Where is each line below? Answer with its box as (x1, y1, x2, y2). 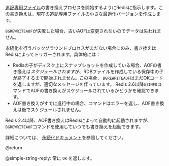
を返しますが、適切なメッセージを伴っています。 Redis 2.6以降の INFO (12, 81, 157, 87)
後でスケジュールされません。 (21, 107, 84, 113)
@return (5, 145, 23, 151)
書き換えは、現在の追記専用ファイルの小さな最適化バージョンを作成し (9, 11, 156, 17)
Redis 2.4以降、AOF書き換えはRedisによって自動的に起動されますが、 (5, 117, 152, 123)
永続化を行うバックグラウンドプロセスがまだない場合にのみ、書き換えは (5, 45, 156, 51)
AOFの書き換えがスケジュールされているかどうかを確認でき (30, 88, 155, 93)
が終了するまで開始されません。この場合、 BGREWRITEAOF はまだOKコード (12, 75, 163, 81)
